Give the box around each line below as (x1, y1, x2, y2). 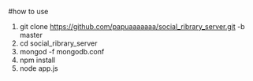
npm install (19, 55, 56, 64)
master (19, 31, 43, 39)
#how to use (8, 7, 49, 16)
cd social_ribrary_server (19, 39, 98, 48)
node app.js (19, 64, 58, 73)
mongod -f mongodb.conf (19, 47, 105, 56)
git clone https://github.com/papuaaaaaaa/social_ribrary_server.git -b (19, 22, 246, 31)
